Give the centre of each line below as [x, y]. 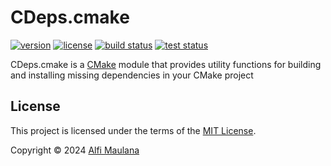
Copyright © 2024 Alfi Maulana [75, 150]
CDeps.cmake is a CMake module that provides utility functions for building [166, 64]
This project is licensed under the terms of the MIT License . [133, 130]
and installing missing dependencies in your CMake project [132, 75]
